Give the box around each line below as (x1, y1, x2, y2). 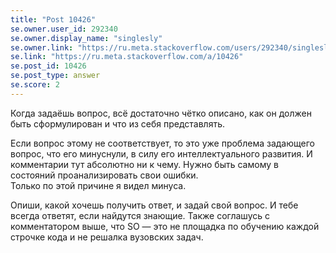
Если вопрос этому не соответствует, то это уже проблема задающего (10, 137, 315, 149)
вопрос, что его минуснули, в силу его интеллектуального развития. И (10, 147, 313, 160)
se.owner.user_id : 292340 (10, 24, 118, 34)
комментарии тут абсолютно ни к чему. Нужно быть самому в (10, 158, 279, 170)
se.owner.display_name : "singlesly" (10, 33, 163, 43)
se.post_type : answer (10, 71, 101, 81)
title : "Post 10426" (10, 14, 97, 25)
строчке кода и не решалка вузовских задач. (10, 231, 204, 243)
